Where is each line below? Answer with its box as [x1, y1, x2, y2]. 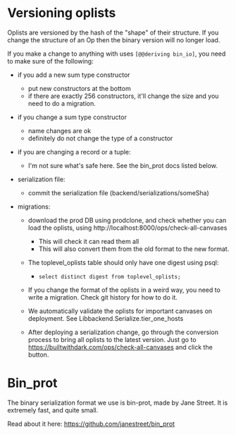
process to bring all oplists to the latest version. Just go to [27, 335, 197, 343]
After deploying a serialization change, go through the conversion [27, 328, 218, 336]
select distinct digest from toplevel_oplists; [38, 273, 181, 280]
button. [27, 350, 49, 359]
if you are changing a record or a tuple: [17, 147, 132, 156]
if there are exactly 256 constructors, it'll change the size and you [27, 92, 219, 100]
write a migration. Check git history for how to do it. [27, 293, 178, 301]
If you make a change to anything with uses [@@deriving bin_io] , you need [7, 49, 226, 58]
